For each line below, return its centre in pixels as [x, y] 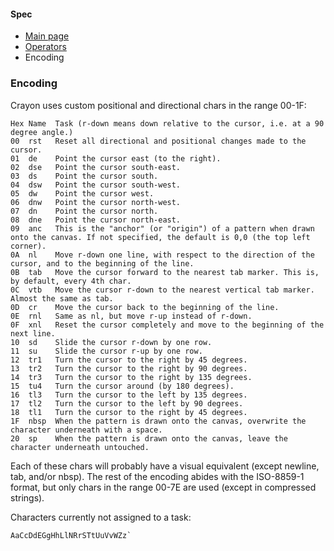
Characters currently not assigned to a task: [101, 517]
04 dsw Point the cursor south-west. [96, 185]
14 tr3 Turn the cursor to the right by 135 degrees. [131, 377]
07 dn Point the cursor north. [84, 211]
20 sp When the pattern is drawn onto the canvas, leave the [149, 438]
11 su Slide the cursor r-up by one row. [106, 351]
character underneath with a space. [86, 430]
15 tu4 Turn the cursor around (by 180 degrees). [122, 386]
